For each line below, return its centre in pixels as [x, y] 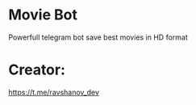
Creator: [37, 70]
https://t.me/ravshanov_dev [54, 92]
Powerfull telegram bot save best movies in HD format [98, 37]
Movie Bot [43, 15]
